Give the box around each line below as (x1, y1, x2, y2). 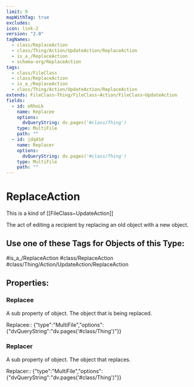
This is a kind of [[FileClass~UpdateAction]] (6, 210, 113, 217)
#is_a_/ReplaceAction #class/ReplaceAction (6, 254, 113, 262)
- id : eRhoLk (11, 103, 44, 109)
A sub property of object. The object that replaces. (6, 356, 131, 363)
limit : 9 (6, 8, 28, 15)
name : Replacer (17, 142, 55, 148)
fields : (6, 97, 26, 103)
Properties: (6, 278, 49, 288)
